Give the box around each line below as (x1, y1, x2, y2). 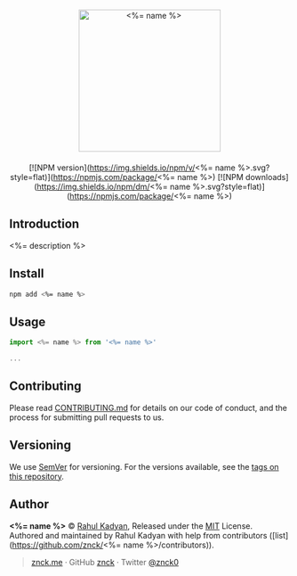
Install (9, 266, 44, 282)
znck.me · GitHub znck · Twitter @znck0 (30, 556, 180, 567)
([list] (269, 530, 289, 540)
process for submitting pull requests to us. (9, 412, 165, 423)
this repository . (9, 471, 65, 481)
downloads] (245, 172, 289, 182)
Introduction (9, 217, 80, 232)
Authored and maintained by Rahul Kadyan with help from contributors (9, 530, 268, 540)
